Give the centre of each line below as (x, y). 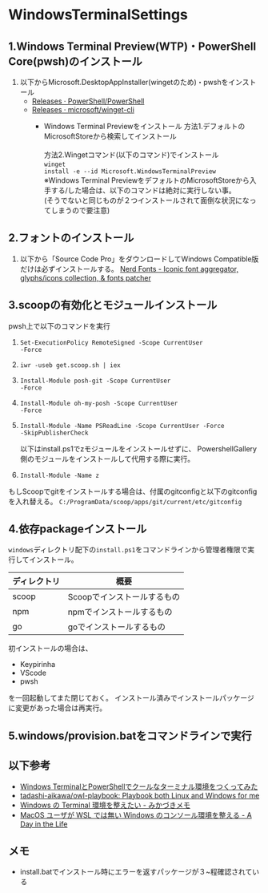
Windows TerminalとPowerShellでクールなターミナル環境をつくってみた (139, 786)
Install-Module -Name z (60, 475)
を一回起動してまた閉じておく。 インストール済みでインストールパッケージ (131, 698)
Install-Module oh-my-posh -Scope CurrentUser (99, 403)
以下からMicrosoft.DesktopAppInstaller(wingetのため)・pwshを (124, 82)
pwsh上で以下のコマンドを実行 (59, 325)
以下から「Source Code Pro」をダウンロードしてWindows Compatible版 (139, 259)
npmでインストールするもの (120, 612)
